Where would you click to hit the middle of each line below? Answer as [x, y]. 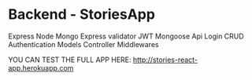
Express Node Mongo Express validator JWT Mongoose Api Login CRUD [126, 36]
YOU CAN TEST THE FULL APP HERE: [70, 60]
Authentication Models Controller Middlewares [83, 44]
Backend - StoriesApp [82, 15]
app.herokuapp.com [41, 67]
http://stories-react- [165, 60]
